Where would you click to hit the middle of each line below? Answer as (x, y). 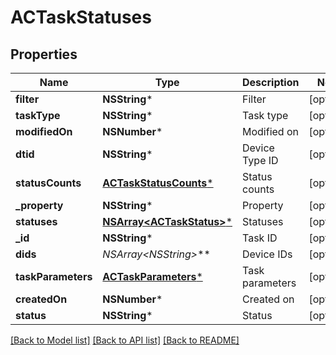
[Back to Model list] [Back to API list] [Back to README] (125, 340)
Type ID (260, 160)
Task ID (260, 238)
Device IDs (267, 254)
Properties (44, 54)
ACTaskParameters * (152, 276)
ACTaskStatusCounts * (158, 183)
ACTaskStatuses (81, 17)
